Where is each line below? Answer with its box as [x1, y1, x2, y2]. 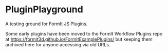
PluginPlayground [5, 4, 83, 15]
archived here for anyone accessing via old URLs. [5, 41, 110, 47]
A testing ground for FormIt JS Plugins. [5, 21, 88, 27]
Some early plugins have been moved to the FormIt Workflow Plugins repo [5, 30, 163, 37]
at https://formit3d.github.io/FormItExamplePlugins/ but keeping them [5, 36, 153, 42]
